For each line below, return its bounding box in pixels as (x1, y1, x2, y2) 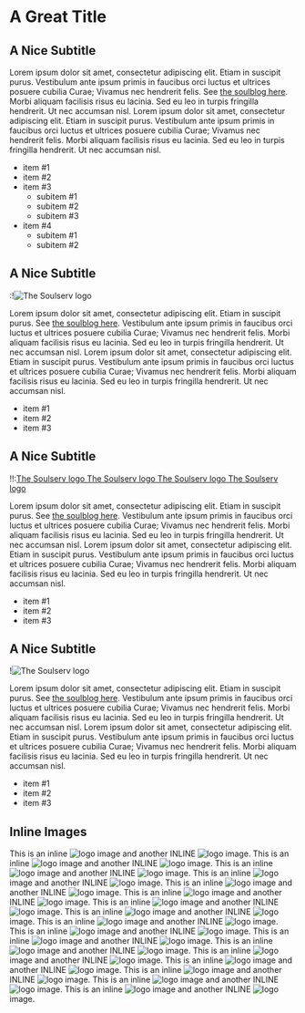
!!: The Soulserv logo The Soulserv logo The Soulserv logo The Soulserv (9, 472, 279, 484)
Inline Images (9, 823, 87, 840)
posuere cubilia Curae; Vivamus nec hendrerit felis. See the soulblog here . (9, 87, 289, 97)
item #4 (22, 221, 52, 231)
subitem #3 (36, 211, 79, 221)
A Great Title (9, 6, 107, 27)
